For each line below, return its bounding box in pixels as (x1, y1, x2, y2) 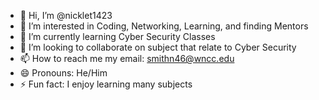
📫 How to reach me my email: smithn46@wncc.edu (19, 53, 235, 64)
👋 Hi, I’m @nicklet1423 (19, 10, 113, 21)
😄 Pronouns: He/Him (19, 67, 108, 79)
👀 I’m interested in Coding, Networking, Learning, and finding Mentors (19, 20, 309, 32)
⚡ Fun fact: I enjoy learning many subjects (19, 78, 193, 90)
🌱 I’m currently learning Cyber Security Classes (19, 31, 216, 42)
